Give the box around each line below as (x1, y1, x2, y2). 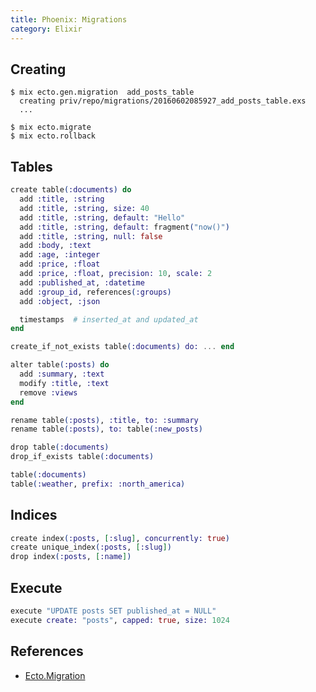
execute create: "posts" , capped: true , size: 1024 (10, 615, 230, 625)
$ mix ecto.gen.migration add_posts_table (10, 87, 195, 98)
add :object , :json (19, 296, 101, 306)
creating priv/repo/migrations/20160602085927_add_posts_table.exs (19, 96, 307, 106)
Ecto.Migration (24, 669, 86, 681)
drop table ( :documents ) (10, 442, 110, 453)
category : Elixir (10, 24, 83, 34)
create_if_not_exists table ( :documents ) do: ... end (10, 342, 235, 352)
